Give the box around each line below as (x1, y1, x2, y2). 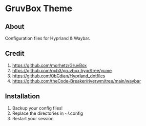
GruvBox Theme (5, 3, 72, 14)
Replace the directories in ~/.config (12, 110, 83, 116)
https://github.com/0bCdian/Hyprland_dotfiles (12, 73, 105, 79)
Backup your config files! (12, 105, 63, 111)
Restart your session (12, 115, 54, 121)
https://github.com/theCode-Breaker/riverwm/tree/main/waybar (12, 78, 141, 84)
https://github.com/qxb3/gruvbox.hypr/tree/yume (12, 67, 112, 73)
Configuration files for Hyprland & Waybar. (5, 35, 90, 41)
